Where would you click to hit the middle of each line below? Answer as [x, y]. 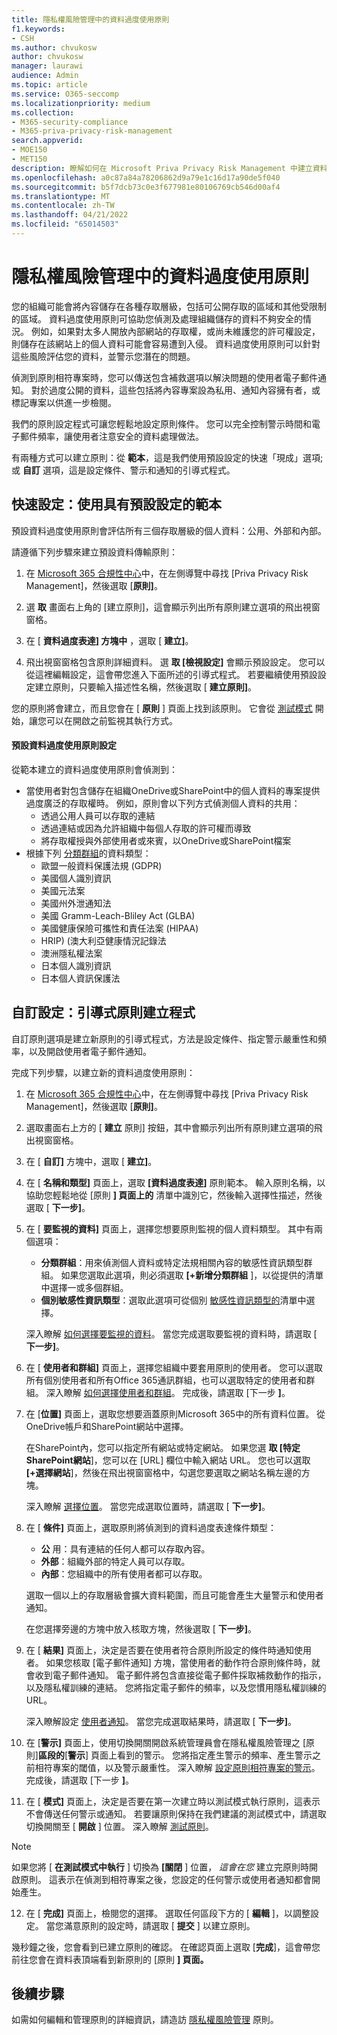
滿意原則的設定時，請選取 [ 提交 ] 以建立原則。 [159, 1925]
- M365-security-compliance [70, 122]
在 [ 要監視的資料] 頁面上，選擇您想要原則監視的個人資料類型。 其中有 [169, 1228]
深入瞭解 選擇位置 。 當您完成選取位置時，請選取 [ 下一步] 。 [148, 1506]
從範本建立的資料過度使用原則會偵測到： [94, 769]
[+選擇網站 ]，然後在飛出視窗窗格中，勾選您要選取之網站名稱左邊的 [163, 1472]
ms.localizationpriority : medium [81, 103]
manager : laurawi [47, 66]
